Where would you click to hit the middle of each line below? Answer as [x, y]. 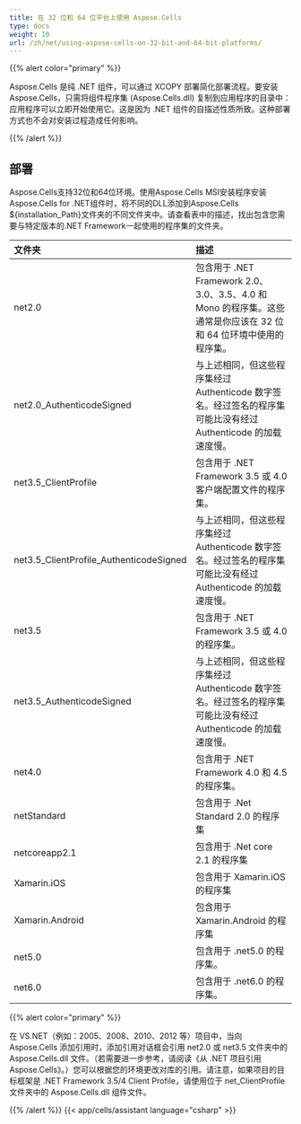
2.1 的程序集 [222, 860]
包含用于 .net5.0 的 [236, 951]
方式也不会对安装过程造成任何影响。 [76, 120]
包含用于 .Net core [234, 847]
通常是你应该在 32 [234, 321]
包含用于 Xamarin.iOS [241, 877]
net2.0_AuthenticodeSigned [73, 405]
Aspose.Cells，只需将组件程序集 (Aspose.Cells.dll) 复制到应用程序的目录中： [150, 98]
